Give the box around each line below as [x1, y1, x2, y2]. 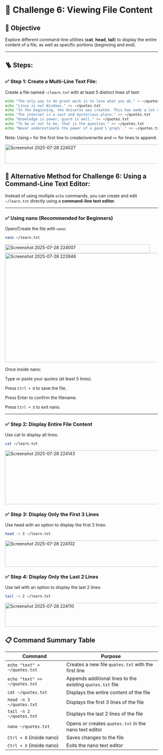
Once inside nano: [5, 366, 42, 372]
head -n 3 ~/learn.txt [5, 531, 51, 536]
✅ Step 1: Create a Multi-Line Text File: [5, 78, 98, 85]
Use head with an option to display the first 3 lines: [5, 522, 107, 528]
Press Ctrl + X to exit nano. [5, 404, 61, 410]
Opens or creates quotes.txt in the [66, 720, 146, 727]
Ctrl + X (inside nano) [7, 742, 59, 749]
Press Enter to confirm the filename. [5, 395, 77, 400]
